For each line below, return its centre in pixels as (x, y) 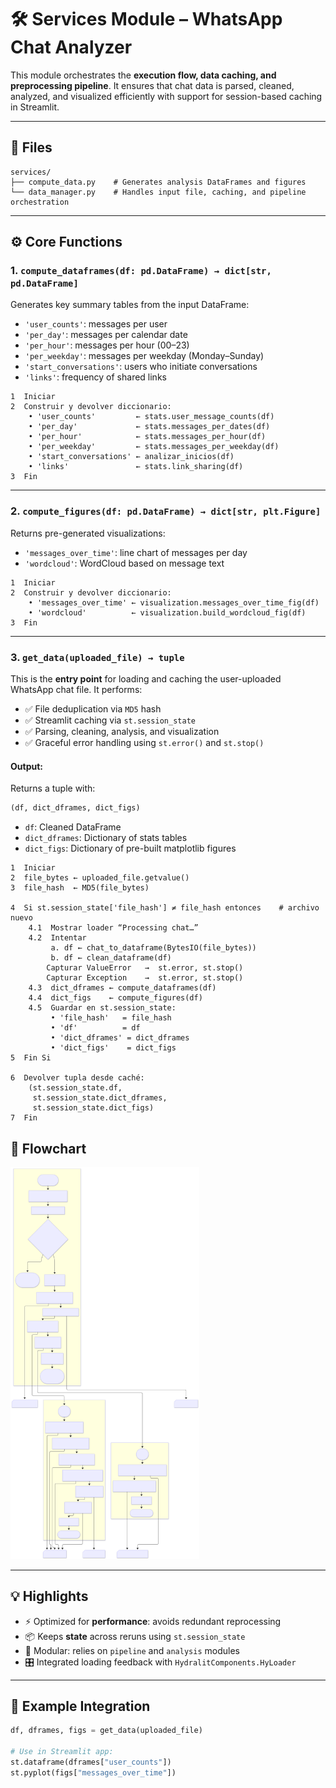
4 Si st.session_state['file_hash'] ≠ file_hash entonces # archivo (165, 908)
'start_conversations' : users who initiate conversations (141, 367)
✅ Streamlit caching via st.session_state (110, 720)
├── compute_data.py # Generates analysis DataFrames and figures (158, 182)
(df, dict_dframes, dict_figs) (75, 808)
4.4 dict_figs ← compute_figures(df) (115, 998)
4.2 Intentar (57, 938)
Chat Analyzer (71, 47)
